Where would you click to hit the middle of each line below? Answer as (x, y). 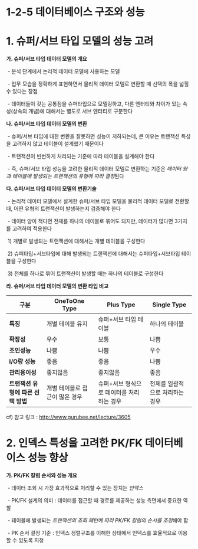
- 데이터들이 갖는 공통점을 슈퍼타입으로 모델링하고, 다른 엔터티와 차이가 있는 (94, 104)
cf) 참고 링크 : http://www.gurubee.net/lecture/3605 (68, 417)
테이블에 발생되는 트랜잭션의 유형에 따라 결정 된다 (68, 176)
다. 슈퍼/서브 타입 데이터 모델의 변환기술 (52, 189)
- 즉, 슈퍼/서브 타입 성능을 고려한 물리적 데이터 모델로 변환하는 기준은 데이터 (94, 169)
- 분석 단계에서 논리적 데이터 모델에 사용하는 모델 (64, 71)
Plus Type (121, 305)
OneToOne (69, 301)
